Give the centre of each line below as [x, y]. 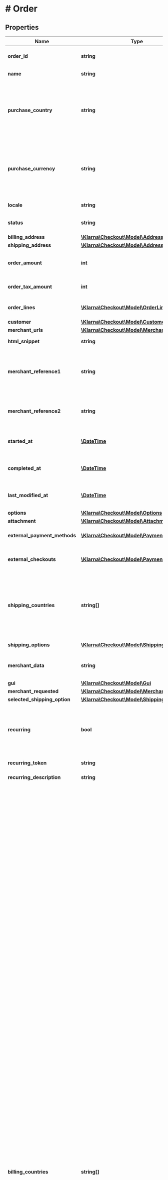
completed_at [24, 468]
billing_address [26, 237]
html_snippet [24, 341]
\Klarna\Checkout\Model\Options [121, 513]
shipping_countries [31, 605]
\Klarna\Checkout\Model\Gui [116, 683]
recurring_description [34, 777]
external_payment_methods [42, 535]
